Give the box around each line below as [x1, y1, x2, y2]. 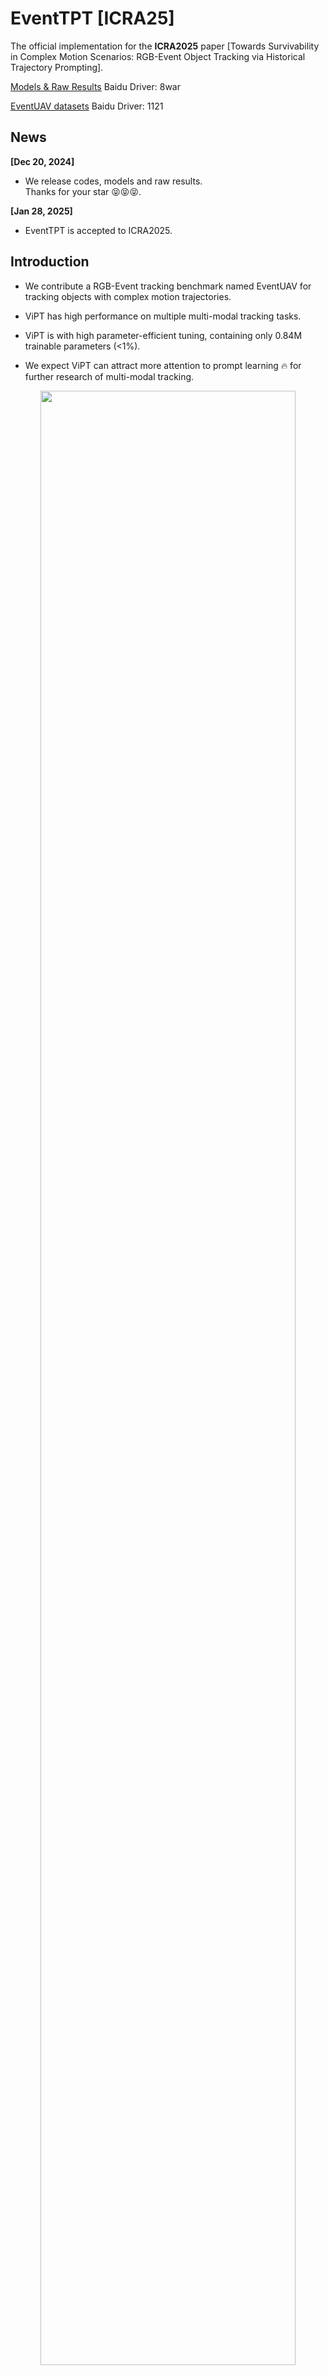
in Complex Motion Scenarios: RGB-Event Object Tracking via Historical [10, 50, 306, 62]
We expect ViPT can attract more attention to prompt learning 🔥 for [24, 359, 302, 371]
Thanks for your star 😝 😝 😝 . [24, 185, 142, 197]
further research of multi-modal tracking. [24, 370, 195, 382]
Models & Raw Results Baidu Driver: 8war [10, 80, 182, 92]
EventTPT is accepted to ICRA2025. [24, 224, 173, 236]
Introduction [10, 253, 90, 271]
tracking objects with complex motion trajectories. [24, 290, 232, 302]
